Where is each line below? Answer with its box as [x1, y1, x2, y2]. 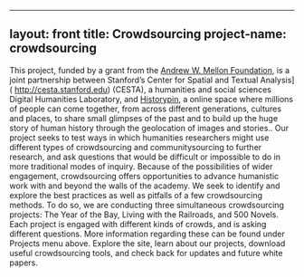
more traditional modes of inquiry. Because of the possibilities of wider [9, 160, 273, 172]
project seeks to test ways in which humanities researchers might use [9, 132, 270, 143]
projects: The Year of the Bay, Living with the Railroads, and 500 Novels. [9, 209, 279, 220]
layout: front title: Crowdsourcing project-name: [9, 26, 287, 42]
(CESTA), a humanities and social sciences [112, 83, 271, 95]
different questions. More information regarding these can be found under [9, 228, 285, 239]
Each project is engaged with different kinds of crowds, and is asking [9, 218, 267, 229]
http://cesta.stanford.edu [14, 83, 109, 95]
